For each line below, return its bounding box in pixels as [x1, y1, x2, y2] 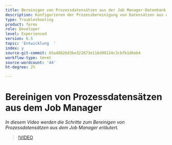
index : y [5, 46, 24, 51]
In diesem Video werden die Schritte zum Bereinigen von [5, 119, 125, 126]
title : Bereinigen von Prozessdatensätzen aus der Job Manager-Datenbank [5, 7, 166, 13]
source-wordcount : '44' [5, 60, 56, 65]
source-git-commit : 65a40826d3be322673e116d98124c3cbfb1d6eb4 [5, 50, 141, 55]
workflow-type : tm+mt [5, 55, 52, 60]
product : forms [5, 22, 38, 27]
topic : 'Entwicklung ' [5, 41, 56, 46]
